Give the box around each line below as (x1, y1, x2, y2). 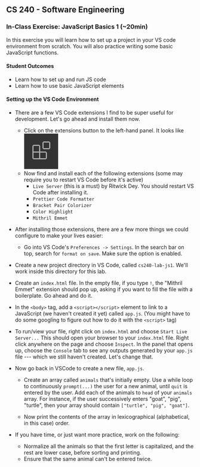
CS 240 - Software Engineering (6, 5, 125, 15)
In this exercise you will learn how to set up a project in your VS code (6, 36, 176, 44)
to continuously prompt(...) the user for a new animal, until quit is (23, 383, 188, 390)
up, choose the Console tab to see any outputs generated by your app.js (14, 347, 193, 354)
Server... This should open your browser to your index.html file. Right (14, 334, 189, 342)
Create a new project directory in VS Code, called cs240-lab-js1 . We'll (14, 262, 188, 269)
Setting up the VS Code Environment (6, 95, 99, 103)
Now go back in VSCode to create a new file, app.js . (14, 365, 144, 372)
